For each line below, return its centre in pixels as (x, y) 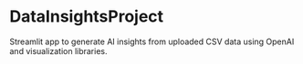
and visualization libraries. (58, 50)
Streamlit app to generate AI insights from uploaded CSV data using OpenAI (152, 41)
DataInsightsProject (87, 17)
